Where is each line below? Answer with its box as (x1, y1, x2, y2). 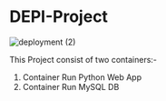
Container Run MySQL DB (22, 81, 120, 92)
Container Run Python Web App (22, 71, 142, 83)
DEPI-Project (9, 6, 109, 27)
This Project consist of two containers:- (9, 54, 157, 65)
